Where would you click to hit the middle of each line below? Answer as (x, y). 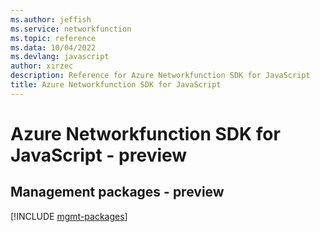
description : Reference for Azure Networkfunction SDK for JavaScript (160, 76)
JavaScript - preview (99, 155)
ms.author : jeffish (51, 19)
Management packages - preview (117, 192)
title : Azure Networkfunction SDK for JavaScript (116, 85)
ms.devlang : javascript (60, 57)
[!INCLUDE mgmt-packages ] (69, 216)
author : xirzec (42, 66)
